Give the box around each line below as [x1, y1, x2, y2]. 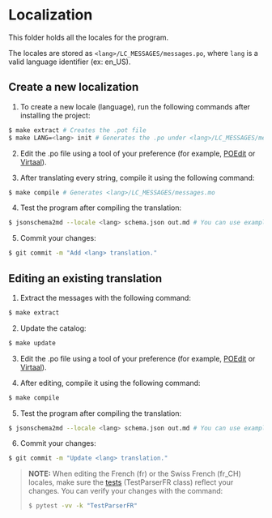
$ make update [8, 339, 57, 347]
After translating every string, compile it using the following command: [19, 173, 255, 182]
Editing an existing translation [8, 272, 163, 285]
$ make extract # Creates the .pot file [8, 126, 147, 135]
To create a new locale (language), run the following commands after [19, 101, 251, 111]
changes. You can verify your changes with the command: [28, 486, 223, 496]
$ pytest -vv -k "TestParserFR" [28, 502, 138, 510]
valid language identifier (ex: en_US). [8, 57, 131, 66]
